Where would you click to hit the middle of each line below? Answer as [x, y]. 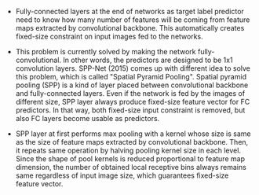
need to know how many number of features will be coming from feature [133, 20]
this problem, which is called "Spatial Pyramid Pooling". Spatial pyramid [131, 77]
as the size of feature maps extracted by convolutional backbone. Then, [132, 142]
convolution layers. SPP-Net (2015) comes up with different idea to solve [133, 68]
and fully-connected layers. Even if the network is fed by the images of [130, 93]
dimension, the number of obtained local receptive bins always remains [131, 167]
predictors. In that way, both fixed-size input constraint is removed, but [130, 110]
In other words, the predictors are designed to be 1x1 [148, 60]
